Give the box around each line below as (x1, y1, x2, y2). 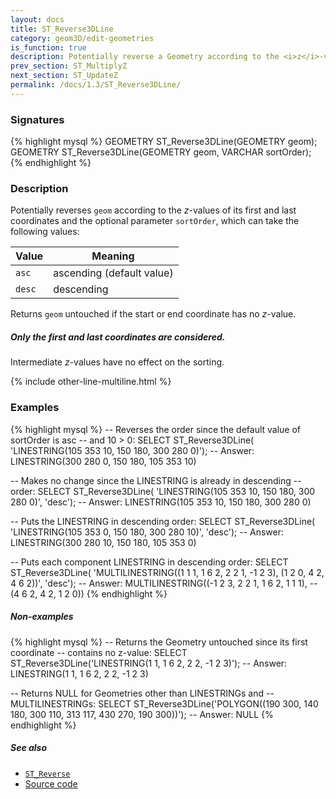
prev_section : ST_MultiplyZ (10, 61, 128, 71)
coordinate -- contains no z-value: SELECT (10, 646, 188, 658)
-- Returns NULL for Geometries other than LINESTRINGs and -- (10, 687, 275, 699)
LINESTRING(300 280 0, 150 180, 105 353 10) (10, 455, 197, 467)
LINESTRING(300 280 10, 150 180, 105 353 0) (10, 536, 197, 548)
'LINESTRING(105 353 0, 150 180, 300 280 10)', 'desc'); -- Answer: (10, 526, 285, 538)
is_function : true (10, 42, 87, 53)
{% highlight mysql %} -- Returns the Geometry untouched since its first (10, 636, 308, 648)
